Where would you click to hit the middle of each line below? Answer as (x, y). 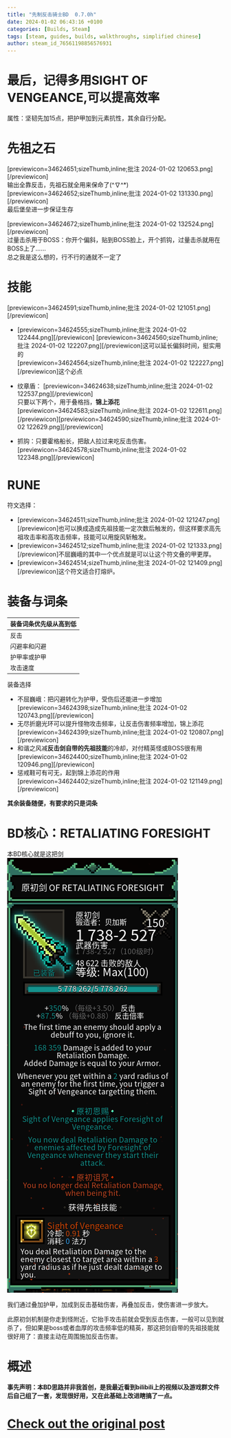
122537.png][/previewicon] (55, 394)
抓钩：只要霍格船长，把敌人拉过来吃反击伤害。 (83, 441)
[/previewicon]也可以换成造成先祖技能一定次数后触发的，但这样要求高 (116, 528)
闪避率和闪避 (28, 646)
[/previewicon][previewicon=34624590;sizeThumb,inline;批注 (104, 419)
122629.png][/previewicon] (65, 427)
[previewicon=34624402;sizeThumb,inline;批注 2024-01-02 (102, 781)
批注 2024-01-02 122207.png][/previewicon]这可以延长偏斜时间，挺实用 (119, 345)
